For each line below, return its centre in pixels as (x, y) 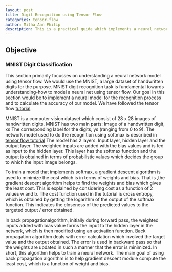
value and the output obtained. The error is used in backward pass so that (83, 242)
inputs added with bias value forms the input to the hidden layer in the (79, 225)
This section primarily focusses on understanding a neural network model (83, 75)
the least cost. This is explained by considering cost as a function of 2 (79, 188)
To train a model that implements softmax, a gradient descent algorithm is (83, 172)
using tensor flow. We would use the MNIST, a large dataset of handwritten (84, 81)
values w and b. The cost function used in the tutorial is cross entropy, (79, 193)
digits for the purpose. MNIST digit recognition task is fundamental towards (85, 86)
